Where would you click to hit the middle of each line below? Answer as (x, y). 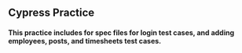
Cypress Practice (51, 13)
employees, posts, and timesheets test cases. (85, 41)
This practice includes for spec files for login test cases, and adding (121, 32)
